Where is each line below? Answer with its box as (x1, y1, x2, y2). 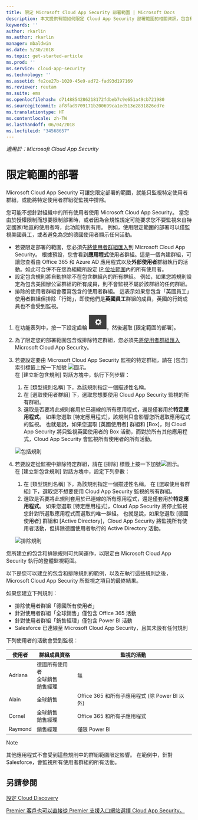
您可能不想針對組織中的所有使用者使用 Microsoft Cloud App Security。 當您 (6, 209, 190, 216)
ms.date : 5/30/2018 (6, 47, 54, 53)
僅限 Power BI (77, 726, 111, 733)
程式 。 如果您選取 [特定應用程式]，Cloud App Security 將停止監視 (28, 502, 188, 510)
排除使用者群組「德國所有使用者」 (14, 602, 98, 609)
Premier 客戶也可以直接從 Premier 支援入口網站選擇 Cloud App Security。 (6, 807, 185, 814)
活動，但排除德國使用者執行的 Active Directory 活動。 (34, 525, 164, 532)
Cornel (8, 712, 25, 720)
